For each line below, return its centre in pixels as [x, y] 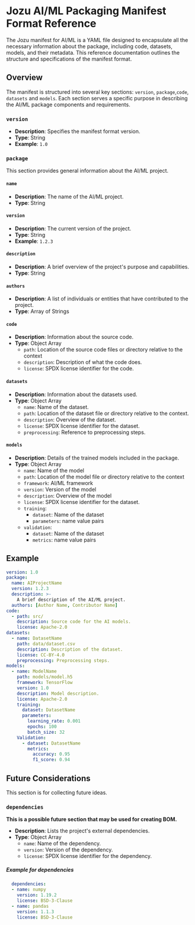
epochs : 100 [42, 727]
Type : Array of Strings [42, 311]
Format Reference [51, 23]
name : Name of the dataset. [56, 407]
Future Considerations [48, 778]
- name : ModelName [34, 671]
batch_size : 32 [46, 732]
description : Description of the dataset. [70, 649]
